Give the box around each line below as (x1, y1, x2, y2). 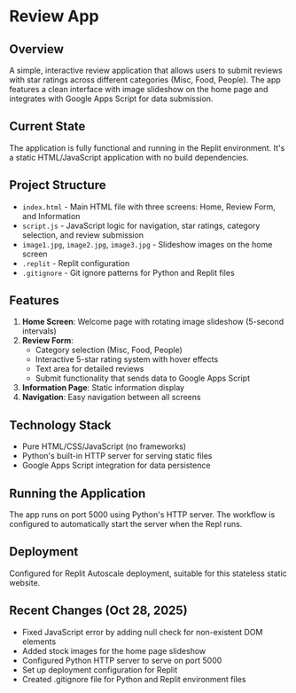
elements (21, 636, 57, 647)
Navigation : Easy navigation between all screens (21, 392, 201, 403)
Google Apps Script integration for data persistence (21, 460, 211, 471)
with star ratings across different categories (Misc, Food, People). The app (9, 75, 281, 85)
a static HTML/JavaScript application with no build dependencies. (9, 152, 250, 162)
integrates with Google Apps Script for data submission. (9, 93, 214, 104)
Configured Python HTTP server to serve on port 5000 (21, 655, 222, 665)
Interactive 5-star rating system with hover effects (35, 354, 219, 365)
